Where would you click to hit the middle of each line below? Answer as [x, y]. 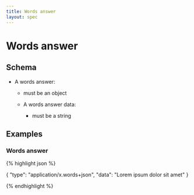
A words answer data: [49, 104]
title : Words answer [31, 11]
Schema [21, 68]
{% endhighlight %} [30, 186]
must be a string [51, 115]
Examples [24, 134]
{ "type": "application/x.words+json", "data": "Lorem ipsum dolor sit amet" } [97, 175]
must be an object [45, 93]
